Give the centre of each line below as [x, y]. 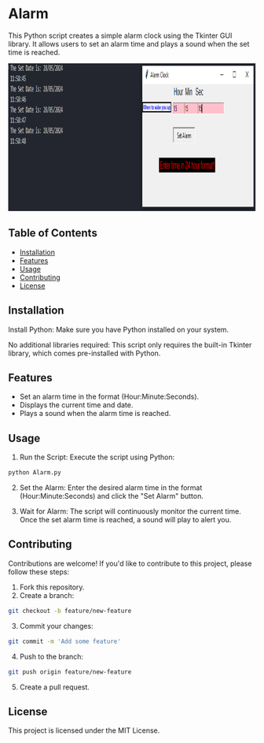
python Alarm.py [35, 473]
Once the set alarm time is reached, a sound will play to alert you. [125, 520]
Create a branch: [47, 595]
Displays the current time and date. [76, 405]
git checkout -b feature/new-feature [70, 611]
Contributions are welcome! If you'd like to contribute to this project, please [130, 563]
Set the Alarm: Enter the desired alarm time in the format [111, 488]
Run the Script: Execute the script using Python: [97, 457]
